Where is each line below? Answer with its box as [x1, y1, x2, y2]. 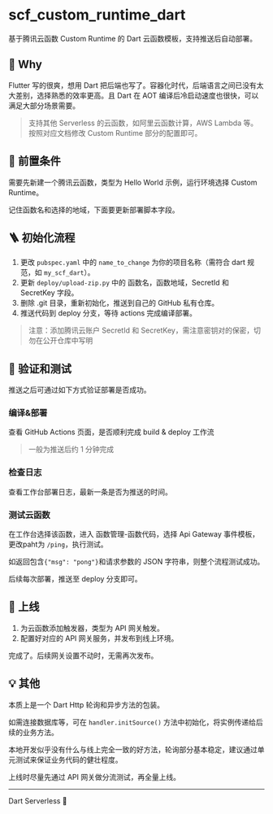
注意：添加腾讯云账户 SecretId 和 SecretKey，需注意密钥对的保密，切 [28, 325, 262, 335]
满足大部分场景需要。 [8, 100, 80, 111]
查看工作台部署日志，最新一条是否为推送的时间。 [8, 486, 172, 497]
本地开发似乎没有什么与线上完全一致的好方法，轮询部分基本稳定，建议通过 [8, 744, 258, 754]
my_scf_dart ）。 [43, 268, 95, 277]
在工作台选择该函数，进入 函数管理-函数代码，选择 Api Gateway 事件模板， [8, 529, 260, 539]
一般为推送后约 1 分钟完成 [28, 445, 115, 455]
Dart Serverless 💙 [8, 795, 67, 806]
